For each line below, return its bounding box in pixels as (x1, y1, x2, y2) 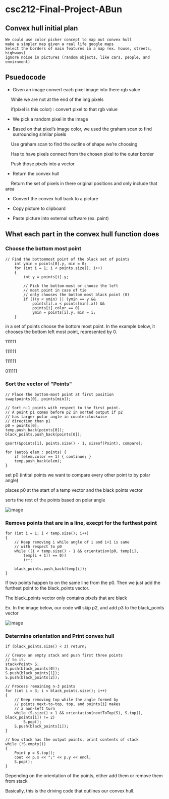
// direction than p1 (5, 418, 51, 424)
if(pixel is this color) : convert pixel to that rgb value (11, 106, 118, 112)
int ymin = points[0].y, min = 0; (14, 261, 87, 266)
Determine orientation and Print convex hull (5, 633, 115, 640)
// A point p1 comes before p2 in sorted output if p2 (5, 410, 123, 415)
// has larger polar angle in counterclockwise (5, 414, 107, 419)
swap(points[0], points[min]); (5, 396, 71, 402)
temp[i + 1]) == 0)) (23, 553, 67, 558)
